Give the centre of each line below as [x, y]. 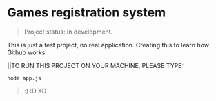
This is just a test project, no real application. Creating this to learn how [108, 45]
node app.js [24, 78]
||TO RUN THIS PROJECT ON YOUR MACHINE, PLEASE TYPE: [96, 65]
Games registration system [87, 13]
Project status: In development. [68, 32]
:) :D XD [35, 91]
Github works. [27, 52]
